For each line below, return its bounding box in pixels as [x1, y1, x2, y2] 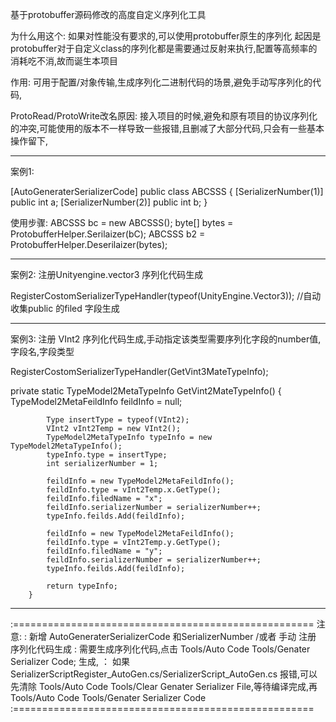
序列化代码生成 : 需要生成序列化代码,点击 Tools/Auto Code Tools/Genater [10, 643, 311, 655]
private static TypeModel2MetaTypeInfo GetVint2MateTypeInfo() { [10, 385, 282, 397]
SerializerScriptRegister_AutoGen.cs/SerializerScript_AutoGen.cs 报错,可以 [10, 668, 318, 680]
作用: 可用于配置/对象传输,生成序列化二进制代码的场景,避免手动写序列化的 [10, 76, 313, 88]
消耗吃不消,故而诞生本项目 [10, 55, 119, 67]
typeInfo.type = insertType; [46, 450, 168, 460]
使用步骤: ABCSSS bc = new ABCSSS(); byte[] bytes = [10, 217, 234, 228]
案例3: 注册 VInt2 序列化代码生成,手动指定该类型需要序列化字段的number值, [10, 333, 322, 345]
